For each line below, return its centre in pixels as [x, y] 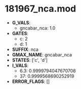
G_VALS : [21, 23]
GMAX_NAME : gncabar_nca [42, 55]
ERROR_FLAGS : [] [31, 81]
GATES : [20, 33]
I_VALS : [20, 65]
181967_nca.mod [40, 9]
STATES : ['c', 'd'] [30, 60]
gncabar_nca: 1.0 [37, 28]
